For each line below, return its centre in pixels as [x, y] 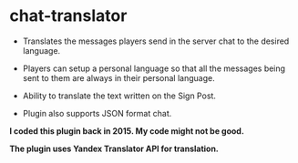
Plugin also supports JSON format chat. [97, 113]
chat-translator [68, 16]
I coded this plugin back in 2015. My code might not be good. [127, 131]
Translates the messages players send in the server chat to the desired [156, 41]
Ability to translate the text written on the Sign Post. [119, 96]
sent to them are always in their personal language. [119, 77]
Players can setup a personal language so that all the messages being [154, 68]
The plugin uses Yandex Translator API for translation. [114, 148]
